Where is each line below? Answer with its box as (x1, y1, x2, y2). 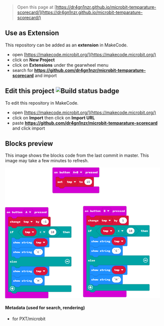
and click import (12, 125, 45, 131)
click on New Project (12, 57, 55, 63)
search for (12, 67, 33, 73)
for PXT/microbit (12, 316, 46, 322)
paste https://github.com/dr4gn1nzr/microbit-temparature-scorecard (12, 120, 158, 126)
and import (34, 72, 57, 78)
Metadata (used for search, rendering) (5, 305, 85, 311)
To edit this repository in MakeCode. (5, 100, 79, 106)
